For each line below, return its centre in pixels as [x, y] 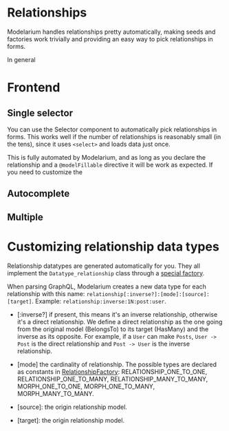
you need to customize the [45, 172]
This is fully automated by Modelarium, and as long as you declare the [107, 157]
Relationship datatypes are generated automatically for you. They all [104, 266]
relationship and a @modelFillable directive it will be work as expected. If [110, 165]
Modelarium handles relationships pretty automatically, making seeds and [111, 32]
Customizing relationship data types [113, 246]
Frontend [34, 88]
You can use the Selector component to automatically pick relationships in [112, 129]
